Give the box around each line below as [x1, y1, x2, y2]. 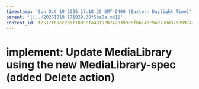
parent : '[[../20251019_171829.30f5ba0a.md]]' [6, 14, 123, 20]
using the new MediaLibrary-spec [6, 58, 176, 71]
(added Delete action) [6, 71, 115, 84]
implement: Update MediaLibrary [6, 45, 172, 59]
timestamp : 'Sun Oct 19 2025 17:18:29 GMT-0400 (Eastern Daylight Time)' [6, 8, 192, 15]
